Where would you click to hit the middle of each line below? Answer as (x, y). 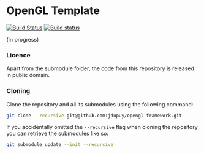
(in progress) (23, 39)
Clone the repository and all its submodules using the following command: (100, 104)
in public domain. (28, 75)
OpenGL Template (53, 11)
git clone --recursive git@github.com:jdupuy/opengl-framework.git (94, 116)
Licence (18, 55)
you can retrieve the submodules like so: (58, 134)
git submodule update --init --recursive (60, 145)
